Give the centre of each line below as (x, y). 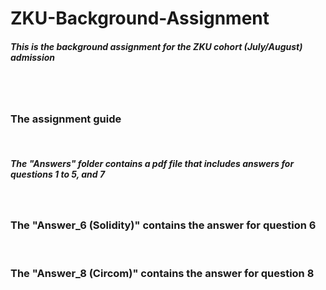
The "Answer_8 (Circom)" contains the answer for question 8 (162, 273)
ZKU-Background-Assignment (140, 18)
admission (33, 57)
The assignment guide (66, 119)
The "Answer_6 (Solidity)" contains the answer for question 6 (163, 225)
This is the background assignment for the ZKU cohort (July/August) (156, 46)
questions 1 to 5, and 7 (58, 174)
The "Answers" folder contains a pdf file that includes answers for (152, 164)
